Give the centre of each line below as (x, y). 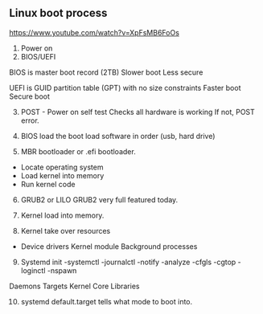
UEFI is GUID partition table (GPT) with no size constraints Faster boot (125, 88)
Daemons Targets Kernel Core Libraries (74, 286)
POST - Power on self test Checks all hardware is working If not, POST (138, 112)
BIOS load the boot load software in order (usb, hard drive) (118, 136)
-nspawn (62, 270)
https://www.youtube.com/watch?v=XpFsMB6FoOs (95, 32)
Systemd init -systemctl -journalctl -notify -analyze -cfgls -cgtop (128, 262)
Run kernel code (48, 184)
